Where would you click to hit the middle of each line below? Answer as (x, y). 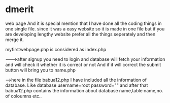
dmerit (20, 9)
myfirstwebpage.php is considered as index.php (56, 49)
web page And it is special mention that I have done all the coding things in (83, 23)
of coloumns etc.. (24, 96)
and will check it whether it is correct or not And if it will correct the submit (83, 64)
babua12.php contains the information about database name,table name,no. (84, 90)
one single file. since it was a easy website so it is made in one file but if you (85, 28)
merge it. (15, 40)
